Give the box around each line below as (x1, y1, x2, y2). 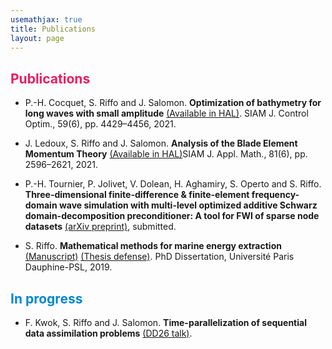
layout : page (10, 33, 65, 43)
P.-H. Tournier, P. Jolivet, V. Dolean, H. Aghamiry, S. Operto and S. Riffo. (24, 178, 322, 190)
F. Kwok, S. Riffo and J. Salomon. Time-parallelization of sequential (24, 317, 307, 328)
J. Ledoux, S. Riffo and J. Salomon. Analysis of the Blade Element (24, 137, 298, 150)
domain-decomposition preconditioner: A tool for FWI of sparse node (24, 210, 320, 222)
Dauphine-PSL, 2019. (24, 261, 113, 273)
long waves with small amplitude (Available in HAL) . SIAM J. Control (24, 107, 309, 120)
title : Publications (10, 24, 97, 34)
